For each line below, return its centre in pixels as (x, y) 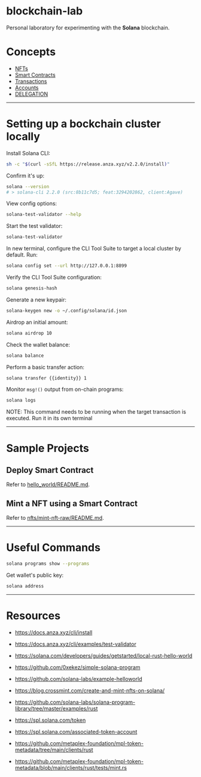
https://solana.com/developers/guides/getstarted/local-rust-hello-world (103, 655)
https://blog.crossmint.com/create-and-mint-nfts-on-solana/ (90, 690)
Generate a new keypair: (36, 299)
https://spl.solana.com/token (50, 720)
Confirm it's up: (25, 176)
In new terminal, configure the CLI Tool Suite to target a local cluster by (94, 249)
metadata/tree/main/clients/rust (54, 749)
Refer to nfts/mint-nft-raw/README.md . (55, 518)
